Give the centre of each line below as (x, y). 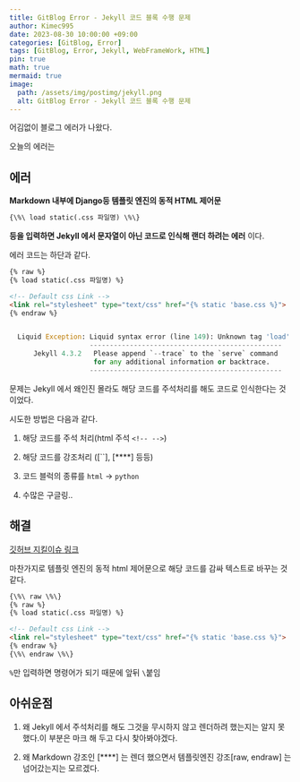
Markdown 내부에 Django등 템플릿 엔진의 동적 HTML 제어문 (116, 201)
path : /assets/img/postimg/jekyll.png (90, 92)
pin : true (28, 59)
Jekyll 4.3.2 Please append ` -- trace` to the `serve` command (155, 354)
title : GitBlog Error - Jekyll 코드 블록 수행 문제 (100, 17)
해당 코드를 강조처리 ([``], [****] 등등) (88, 457)
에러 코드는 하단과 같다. (50, 255)
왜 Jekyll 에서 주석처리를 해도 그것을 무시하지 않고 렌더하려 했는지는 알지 (149, 726)
